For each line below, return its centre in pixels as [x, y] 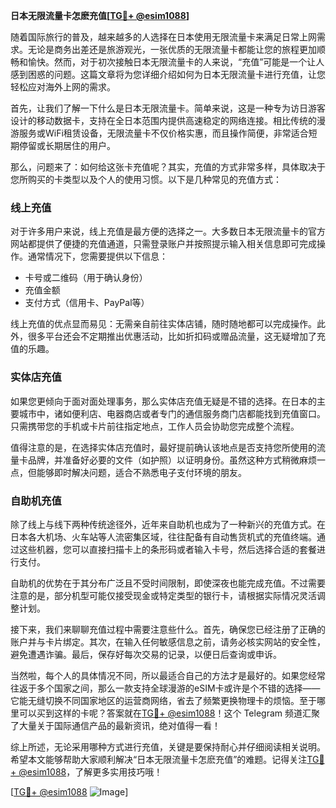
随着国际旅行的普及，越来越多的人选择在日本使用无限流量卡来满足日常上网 [163, 37]
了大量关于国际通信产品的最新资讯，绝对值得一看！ [115, 725]
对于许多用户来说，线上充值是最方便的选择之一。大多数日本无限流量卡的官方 [168, 231]
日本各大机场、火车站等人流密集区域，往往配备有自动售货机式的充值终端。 [163, 536]
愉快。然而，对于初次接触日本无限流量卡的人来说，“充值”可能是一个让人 [176, 62]
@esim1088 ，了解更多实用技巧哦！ [90, 771]
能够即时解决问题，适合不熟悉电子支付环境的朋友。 [141, 472]
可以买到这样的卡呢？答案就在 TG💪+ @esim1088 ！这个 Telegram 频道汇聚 [169, 713]
